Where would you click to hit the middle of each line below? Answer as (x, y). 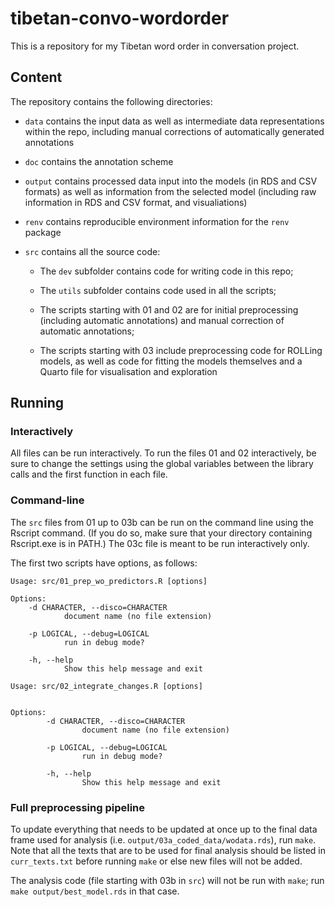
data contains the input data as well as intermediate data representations (174, 121)
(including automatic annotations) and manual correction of (162, 320)
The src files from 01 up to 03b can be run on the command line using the (162, 522)
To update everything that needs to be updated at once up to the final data (164, 829)
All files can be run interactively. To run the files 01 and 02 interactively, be (163, 453)
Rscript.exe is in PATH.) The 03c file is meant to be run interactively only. (160, 543)
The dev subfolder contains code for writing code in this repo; (166, 271)
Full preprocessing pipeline (78, 807)
